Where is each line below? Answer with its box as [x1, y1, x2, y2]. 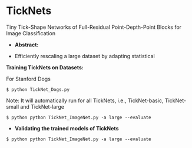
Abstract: [14, 41, 39, 48]
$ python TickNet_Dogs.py [6, 86, 69, 92]
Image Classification [6, 29, 56, 36]
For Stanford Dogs [6, 75, 51, 82]
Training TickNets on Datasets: [6, 63, 84, 71]
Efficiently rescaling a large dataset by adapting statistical [14, 52, 155, 59]
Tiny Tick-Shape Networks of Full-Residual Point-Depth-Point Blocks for [6, 23, 181, 31]
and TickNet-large [20, 103, 65, 110]
